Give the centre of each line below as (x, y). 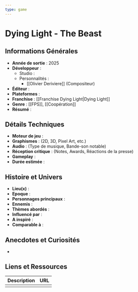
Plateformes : (26, 94)
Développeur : (27, 68)
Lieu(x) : (21, 189)
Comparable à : (28, 225)
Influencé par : (27, 215)
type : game (16, 9)
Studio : (27, 73)
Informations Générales (42, 51)
